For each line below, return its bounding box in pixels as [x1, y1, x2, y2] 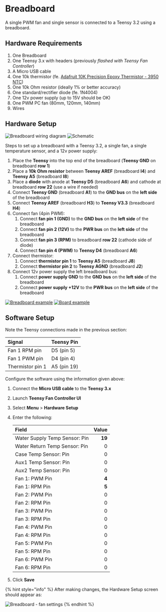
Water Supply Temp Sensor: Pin [14, 435, 89, 442]
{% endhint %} [64, 602, 94, 608]
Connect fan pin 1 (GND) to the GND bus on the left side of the [19, 215, 149, 221]
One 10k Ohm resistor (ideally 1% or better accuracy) [12, 84, 121, 90]
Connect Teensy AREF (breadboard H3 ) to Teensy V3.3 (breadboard [12, 200, 155, 205]
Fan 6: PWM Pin [14, 556, 52, 563]
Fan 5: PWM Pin [14, 540, 52, 547]
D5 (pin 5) [51, 347, 76, 354]
